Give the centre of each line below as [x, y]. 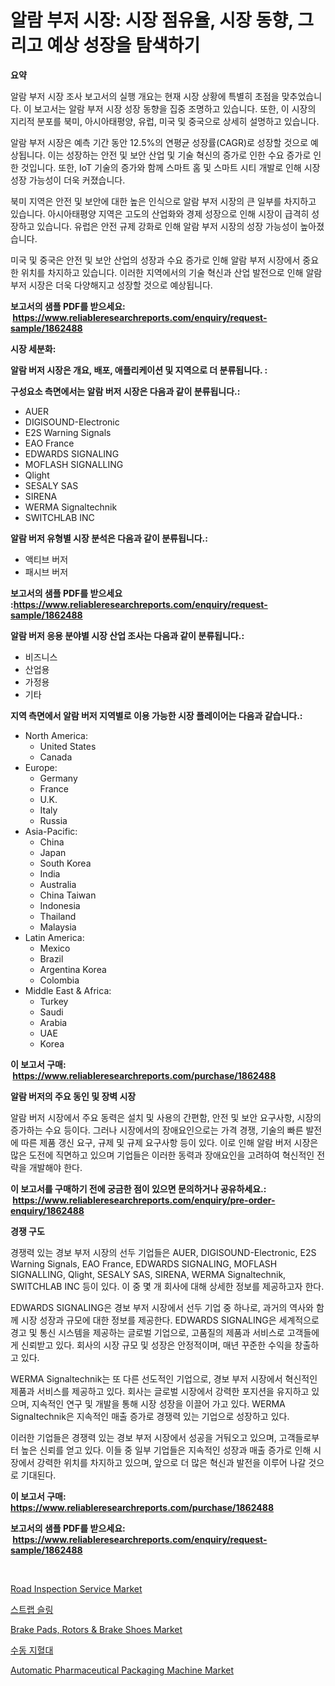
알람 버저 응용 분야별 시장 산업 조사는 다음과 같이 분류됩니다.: [127, 635]
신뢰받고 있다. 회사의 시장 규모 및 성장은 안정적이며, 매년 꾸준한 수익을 [156, 1345]
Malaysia [58, 927]
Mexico [55, 948]
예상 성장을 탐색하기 [123, 45]
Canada [56, 757]
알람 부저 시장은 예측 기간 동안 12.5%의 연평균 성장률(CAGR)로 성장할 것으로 [159, 142]
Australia [58, 884]
